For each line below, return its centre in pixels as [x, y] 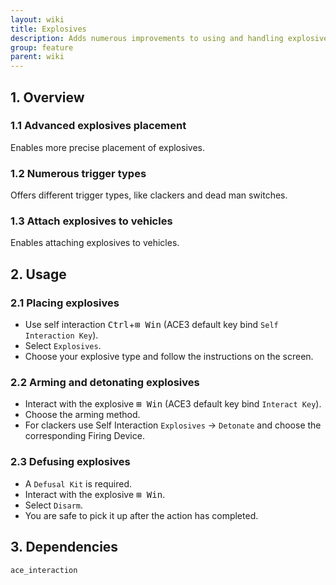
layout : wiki [37, 19]
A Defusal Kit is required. [78, 483]
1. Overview [47, 97]
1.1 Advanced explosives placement [98, 126]
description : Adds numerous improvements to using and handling [147, 38]
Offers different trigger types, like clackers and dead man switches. [149, 195]
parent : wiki [37, 57]
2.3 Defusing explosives [70, 462]
